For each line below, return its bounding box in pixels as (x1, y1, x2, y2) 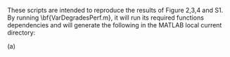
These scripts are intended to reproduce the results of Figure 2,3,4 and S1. (7, 6, 224, 14)
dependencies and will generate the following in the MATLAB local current (7, 21, 222, 29)
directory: (7, 28, 36, 37)
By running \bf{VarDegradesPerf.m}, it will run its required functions (7, 13, 204, 22)
